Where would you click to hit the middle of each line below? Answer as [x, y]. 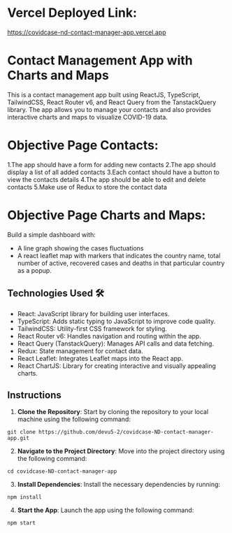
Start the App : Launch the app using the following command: [106, 510]
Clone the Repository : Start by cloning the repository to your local [113, 412]
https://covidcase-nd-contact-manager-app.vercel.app [87, 32]
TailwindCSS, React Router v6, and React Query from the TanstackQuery [112, 102]
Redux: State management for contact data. [80, 350]
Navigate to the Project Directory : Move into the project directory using [121, 451]
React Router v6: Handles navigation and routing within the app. [109, 336]
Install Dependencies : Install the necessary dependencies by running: [119, 485]
